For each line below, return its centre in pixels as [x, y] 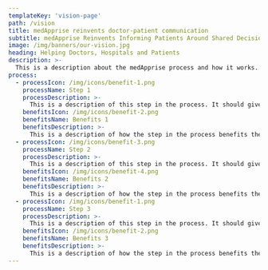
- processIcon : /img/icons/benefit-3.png [85, 142]
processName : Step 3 [57, 208]
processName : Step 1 [57, 90]
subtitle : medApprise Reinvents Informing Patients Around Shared [121, 38]
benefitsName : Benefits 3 [66, 239]
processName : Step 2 [57, 149]
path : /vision [32, 23]
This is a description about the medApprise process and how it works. [137, 68]
